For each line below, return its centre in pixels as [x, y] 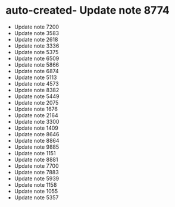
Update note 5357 [36, 197]
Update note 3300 [37, 121]
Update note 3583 [37, 33]
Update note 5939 [37, 178]
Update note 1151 [35, 153]
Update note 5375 [36, 52]
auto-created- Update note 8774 [88, 10]
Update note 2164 [36, 115]
